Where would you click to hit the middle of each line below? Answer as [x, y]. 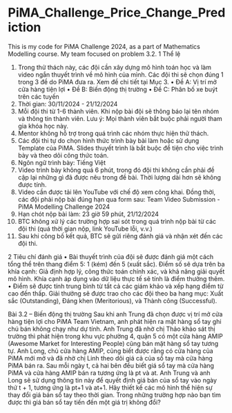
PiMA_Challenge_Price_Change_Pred [117, 13]
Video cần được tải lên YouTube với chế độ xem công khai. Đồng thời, [117, 192]
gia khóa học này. [43, 126]
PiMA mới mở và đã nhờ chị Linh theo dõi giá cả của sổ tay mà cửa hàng [110, 358]
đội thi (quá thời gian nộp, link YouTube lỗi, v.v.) [85, 229]
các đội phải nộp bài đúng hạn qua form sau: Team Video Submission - [119, 199]
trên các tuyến [38, 96]
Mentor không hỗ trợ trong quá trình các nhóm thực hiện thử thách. [113, 133]
